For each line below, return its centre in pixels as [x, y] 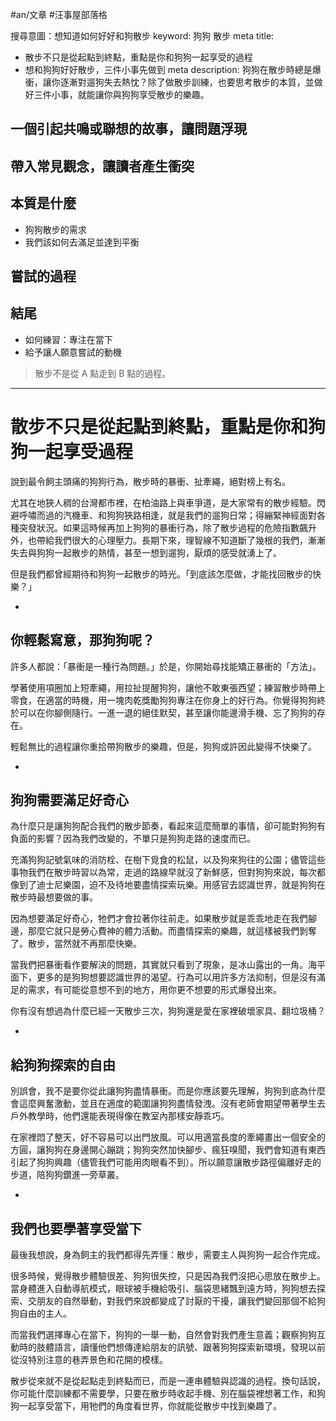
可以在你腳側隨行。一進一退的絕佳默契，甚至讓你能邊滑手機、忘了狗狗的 [167, 712]
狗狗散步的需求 [55, 229]
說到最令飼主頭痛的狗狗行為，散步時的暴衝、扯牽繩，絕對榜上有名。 [150, 481]
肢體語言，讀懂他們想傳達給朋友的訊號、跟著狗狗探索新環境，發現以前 [181, 1347]
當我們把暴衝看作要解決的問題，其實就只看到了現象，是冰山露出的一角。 [159, 965]
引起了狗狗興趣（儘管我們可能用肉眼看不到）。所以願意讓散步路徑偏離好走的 [166, 1162]
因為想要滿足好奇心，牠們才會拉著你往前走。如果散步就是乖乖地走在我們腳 [163, 919]
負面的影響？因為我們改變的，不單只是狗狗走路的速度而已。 [133, 839]
